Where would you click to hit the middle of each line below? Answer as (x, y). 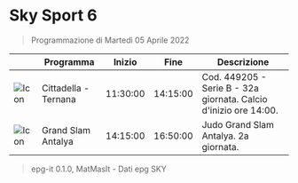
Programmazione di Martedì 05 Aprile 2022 (110, 40)
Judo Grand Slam (238, 124)
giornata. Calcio (235, 99)
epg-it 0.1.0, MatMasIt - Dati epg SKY (98, 169)
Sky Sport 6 (53, 16)
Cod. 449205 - (235, 76)
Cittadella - (66, 88)
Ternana (59, 99)
